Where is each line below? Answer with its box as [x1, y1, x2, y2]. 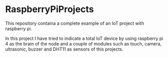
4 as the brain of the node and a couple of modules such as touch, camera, [5, 40, 162, 46]
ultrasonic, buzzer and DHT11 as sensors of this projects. [5, 46, 124, 52]
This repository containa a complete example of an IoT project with [5, 20, 144, 26]
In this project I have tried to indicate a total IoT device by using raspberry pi [5, 35, 163, 41]
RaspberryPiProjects [5, 4, 94, 15]
